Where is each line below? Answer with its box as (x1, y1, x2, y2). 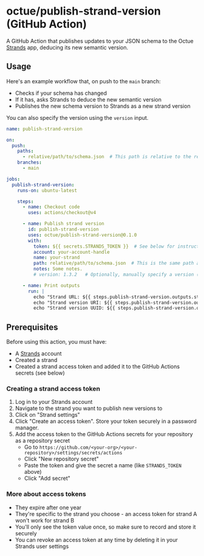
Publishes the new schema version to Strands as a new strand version (15, 102, 191, 109)
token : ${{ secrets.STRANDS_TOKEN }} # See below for (33, 243, 175, 249)
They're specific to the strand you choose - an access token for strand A (15, 510, 197, 518)
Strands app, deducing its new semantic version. (6, 44, 129, 51)
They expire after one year (15, 504, 82, 511)
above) (24, 468, 42, 476)
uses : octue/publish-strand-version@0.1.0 (28, 232, 137, 238)
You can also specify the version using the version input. (6, 114, 149, 121)
